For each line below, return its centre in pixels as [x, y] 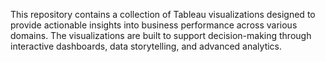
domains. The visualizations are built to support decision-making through [161, 35]
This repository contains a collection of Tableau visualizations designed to [163, 14]
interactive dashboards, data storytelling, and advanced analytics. [146, 46]
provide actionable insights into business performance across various [154, 25]
